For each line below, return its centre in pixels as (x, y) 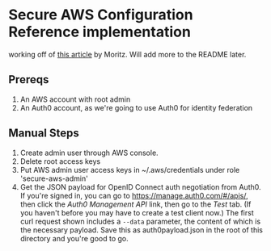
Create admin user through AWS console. (89, 153)
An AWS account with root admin (75, 99)
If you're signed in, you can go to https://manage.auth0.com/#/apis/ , (134, 195)
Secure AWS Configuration (101, 15)
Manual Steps (44, 134)
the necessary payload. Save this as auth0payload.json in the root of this (141, 230)
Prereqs (29, 79)
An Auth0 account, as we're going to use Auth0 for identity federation (136, 107)
